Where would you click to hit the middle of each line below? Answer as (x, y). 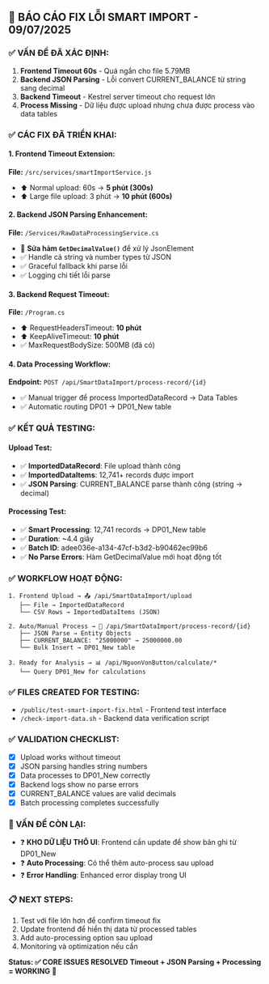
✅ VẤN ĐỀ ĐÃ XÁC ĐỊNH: (59, 53)
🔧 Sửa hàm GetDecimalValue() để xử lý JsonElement (107, 248)
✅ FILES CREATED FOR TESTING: (74, 692)
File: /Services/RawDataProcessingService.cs (84, 233)
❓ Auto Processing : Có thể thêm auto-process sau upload (117, 863)
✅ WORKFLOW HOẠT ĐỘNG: (65, 578)
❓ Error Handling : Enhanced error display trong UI (103, 875)
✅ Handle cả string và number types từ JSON (96, 257)
